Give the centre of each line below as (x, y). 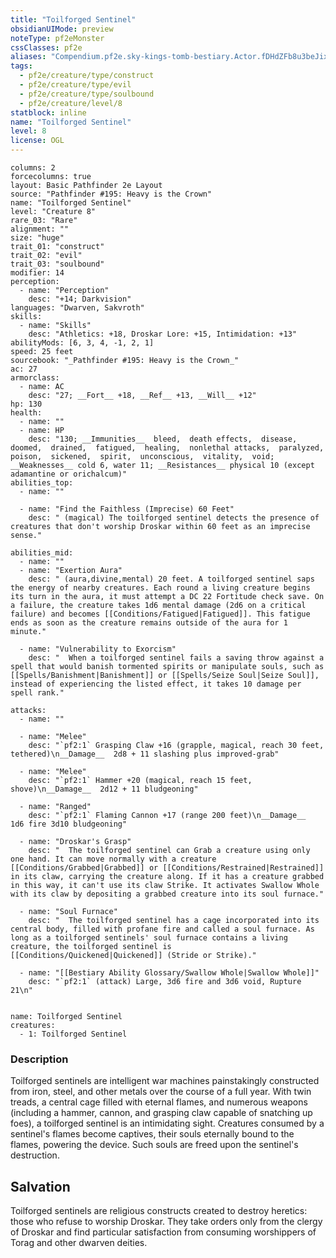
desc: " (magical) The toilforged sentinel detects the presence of (174, 518)
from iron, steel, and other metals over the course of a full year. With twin (161, 1092)
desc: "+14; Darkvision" (80, 299)
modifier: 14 (37, 273)
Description (39, 1059)
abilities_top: (42, 483)
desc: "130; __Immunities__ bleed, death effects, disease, (163, 439)
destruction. (35, 1155)
